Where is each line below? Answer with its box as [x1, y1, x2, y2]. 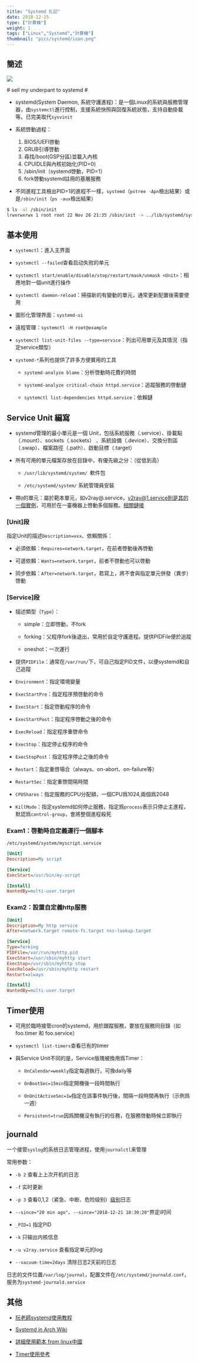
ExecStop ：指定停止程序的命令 [15, 740, 89, 747]
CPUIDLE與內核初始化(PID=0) [24, 160, 96, 167]
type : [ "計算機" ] [6, 19, 46, 25]
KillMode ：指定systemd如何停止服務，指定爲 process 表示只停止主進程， [15, 803, 189, 810]
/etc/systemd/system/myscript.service [6, 841, 102, 846]
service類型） [20, 344, 55, 351]
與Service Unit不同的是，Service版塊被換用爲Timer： [15, 1054, 145, 1061]
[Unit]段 [6, 518, 30, 526]
